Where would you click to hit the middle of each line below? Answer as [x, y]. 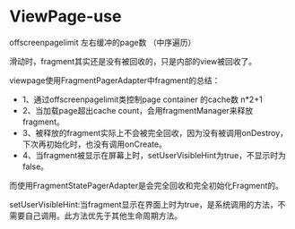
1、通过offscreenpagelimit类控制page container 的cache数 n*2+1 [142, 99]
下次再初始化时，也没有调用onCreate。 [95, 144]
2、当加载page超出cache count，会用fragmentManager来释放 [138, 110]
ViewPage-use [65, 17]
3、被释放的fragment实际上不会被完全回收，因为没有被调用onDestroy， [155, 132]
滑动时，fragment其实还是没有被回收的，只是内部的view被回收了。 [133, 61]
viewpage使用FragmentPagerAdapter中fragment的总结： [115, 80]
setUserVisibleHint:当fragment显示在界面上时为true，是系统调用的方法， [143, 204]
